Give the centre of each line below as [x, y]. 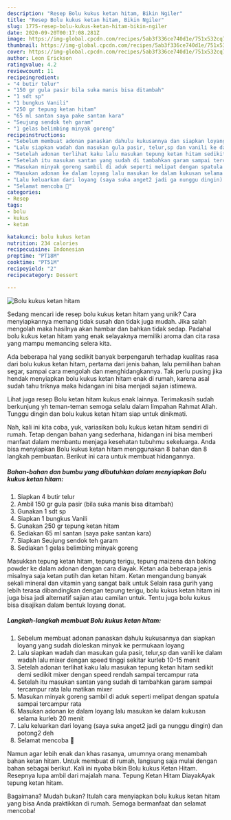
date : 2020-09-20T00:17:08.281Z [53, 33]
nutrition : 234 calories [43, 243]
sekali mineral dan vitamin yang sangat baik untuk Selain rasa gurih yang [110, 583]
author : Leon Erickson [40, 58]
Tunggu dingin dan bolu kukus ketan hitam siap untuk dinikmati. [97, 414]
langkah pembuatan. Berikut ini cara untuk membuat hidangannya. [101, 456]
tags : [15, 206]
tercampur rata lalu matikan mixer [65, 689]
